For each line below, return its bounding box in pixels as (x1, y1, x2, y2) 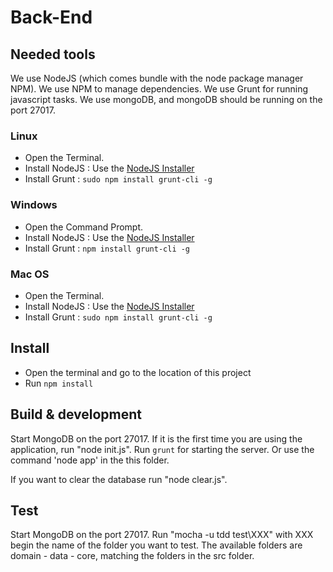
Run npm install (24, 377, 94, 389)
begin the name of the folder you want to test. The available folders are (10, 539, 303, 551)
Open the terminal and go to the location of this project (24, 366, 252, 378)
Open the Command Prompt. (24, 221, 144, 233)
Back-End (10, 6, 93, 29)
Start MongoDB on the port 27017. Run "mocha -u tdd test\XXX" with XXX (10, 529, 314, 541)
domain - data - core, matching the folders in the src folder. (10, 550, 255, 562)
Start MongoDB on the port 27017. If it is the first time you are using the (10, 432, 303, 445)
